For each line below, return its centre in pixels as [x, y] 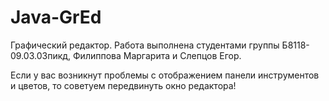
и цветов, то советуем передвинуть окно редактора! [123, 85]
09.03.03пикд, [41, 55]
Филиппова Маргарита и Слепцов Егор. [157, 55]
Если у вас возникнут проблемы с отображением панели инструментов [165, 75]
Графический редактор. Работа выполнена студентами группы [145, 45]
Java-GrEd [56, 17]
